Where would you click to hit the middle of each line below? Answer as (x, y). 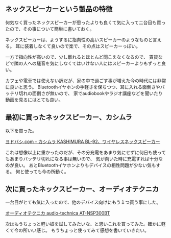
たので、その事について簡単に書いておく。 (50, 29)
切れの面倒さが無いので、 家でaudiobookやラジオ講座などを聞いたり (91, 93)
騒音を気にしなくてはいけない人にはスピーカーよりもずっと (99, 63)
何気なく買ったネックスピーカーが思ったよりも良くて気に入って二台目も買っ (86, 22)
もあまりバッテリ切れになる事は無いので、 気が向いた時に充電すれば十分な (84, 159)
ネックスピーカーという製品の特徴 (59, 9)
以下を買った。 (21, 130)
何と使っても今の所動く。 (42, 171)
